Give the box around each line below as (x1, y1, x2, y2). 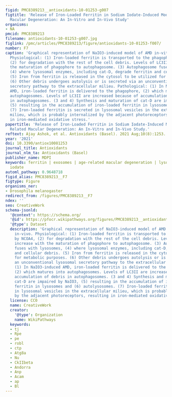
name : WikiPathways (14, 317, 56, 322)
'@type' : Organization (14, 312, 63, 318)
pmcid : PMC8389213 (5, 31, 45, 36)
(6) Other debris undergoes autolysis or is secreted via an (10, 79, 143, 84)
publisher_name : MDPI (5, 155, 52, 160)
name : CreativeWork (10, 303, 52, 308)
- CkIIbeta (10, 360, 33, 365)
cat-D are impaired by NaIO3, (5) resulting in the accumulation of (14, 279, 164, 284)
